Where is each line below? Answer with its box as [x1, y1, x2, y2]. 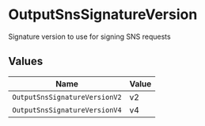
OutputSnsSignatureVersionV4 [12, 105, 122, 114]
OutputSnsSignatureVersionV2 [12, 93, 122, 101]
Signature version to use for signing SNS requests [8, 32, 172, 41]
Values [8, 55, 44, 68]
